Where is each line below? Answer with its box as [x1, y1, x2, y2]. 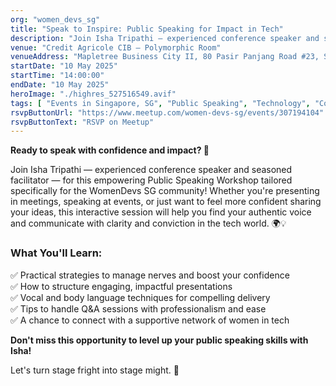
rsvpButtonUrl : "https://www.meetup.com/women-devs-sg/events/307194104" [10, 107, 325, 118]
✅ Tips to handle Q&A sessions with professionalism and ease [10, 302, 267, 315]
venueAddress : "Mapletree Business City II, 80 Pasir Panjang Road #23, [10, 52, 320, 62]
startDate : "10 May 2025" [10, 61, 118, 71]
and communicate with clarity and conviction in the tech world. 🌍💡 [10, 217, 287, 230]
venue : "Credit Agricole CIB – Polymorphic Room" [10, 42, 222, 53]
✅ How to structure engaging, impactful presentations [10, 280, 233, 292]
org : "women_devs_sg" [10, 14, 101, 25]
